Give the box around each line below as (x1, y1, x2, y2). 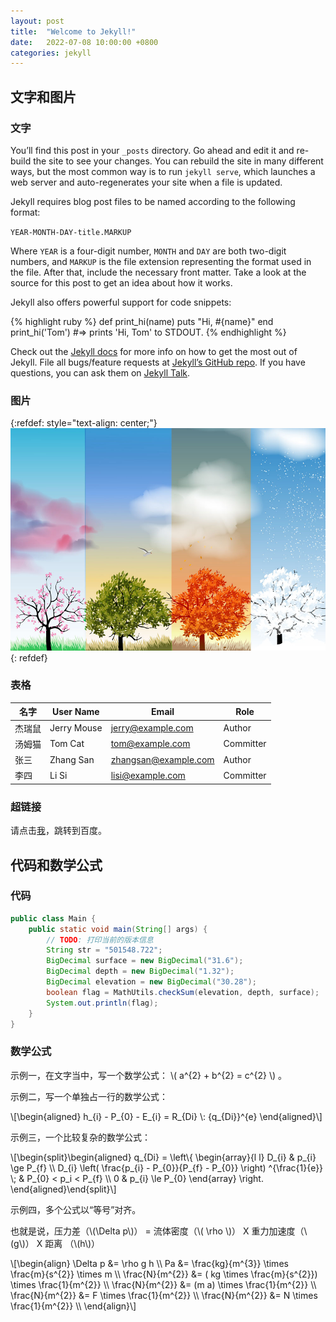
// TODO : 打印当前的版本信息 (46, 935, 154, 945)
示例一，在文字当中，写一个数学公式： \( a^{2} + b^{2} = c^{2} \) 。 (10, 1069, 287, 1081)
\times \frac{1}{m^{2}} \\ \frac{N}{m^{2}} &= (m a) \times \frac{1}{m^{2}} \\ (10, 1278, 317, 1290)
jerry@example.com (110, 722, 194, 734)
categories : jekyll (10, 48, 92, 58)
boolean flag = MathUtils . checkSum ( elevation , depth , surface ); (46, 987, 320, 997)
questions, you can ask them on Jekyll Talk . (10, 366, 191, 379)
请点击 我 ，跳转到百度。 (10, 825, 107, 837)
